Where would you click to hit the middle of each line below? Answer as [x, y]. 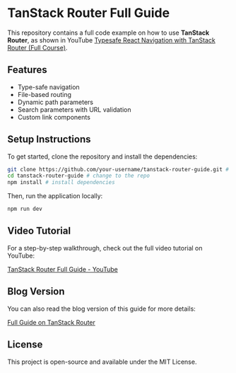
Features [27, 70]
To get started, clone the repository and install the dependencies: [102, 156]
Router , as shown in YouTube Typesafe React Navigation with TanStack [111, 40]
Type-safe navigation [48, 87]
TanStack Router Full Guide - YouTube [63, 269]
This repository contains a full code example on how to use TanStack [108, 33]
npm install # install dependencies [61, 183]
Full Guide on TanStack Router [51, 322]
